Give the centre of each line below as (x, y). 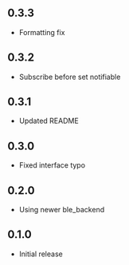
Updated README (49, 121)
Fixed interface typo (52, 165)
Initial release (41, 254)
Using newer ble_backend (62, 210)
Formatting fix (42, 32)
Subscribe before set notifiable (70, 77)
